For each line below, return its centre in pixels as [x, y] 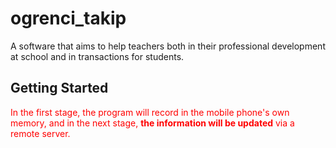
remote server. [40, 133]
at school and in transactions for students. [97, 56]
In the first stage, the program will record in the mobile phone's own [150, 112]
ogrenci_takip [68, 18]
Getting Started [59, 88]
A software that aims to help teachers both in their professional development [168, 46]
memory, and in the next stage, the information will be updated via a [152, 123]
